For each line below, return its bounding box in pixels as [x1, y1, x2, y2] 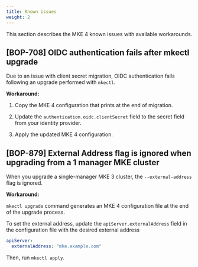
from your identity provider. [14, 120, 82, 127]
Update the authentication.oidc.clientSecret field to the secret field [14, 113, 185, 120]
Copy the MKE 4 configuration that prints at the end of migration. [14, 102, 173, 109]
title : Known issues [6, 8, 57, 15]
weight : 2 [6, 14, 31, 20]
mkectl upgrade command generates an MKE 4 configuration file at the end [6, 202, 189, 210]
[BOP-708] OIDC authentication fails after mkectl [6, 47, 190, 57]
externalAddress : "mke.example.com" [11, 243, 102, 249]
